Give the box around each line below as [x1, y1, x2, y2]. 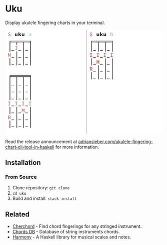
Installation [5, 159, 41, 167]
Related [5, 210, 30, 218]
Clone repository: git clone [12, 185, 70, 191]
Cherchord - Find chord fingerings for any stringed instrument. [12, 223, 142, 229]
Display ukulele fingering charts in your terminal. [5, 20, 105, 26]
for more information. [55, 144, 99, 150]
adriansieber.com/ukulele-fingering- [78, 139, 153, 145]
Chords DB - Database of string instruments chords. [12, 229, 120, 235]
